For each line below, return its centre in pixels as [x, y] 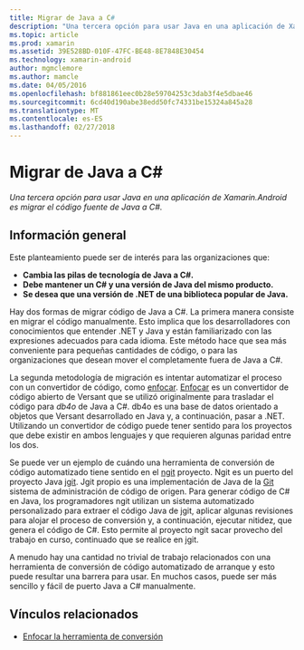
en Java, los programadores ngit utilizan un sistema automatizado [132, 500]
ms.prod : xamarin [42, 43]
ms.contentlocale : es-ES [56, 119]
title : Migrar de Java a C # [62, 18]
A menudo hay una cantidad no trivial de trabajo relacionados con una [140, 557]
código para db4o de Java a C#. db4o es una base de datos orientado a [144, 406]
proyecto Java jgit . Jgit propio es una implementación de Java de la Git [142, 481]
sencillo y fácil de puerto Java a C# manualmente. [103, 586]
